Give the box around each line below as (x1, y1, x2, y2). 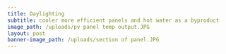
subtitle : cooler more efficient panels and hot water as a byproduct (7, 17, 220, 24)
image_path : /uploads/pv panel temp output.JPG (7, 23, 150, 30)
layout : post (7, 29, 46, 37)
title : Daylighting (7, 10, 65, 18)
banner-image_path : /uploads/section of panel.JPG (7, 36, 160, 43)
